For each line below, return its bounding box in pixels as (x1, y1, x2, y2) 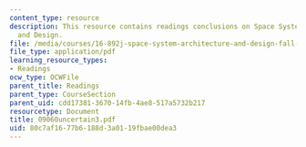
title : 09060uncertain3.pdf (9, 115, 117, 124)
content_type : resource (9, 13, 100, 23)
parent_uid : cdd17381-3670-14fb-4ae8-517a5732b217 (9, 98, 206, 108)
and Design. (17, 30, 64, 39)
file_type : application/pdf (9, 47, 117, 57)
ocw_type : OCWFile (9, 73, 79, 82)
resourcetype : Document (9, 107, 100, 116)
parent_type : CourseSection (9, 89, 117, 99)
